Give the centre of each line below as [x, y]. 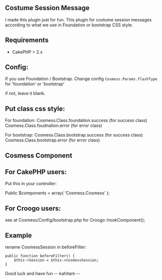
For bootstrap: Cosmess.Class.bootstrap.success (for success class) [74, 135]
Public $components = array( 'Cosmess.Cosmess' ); [57, 193]
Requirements [27, 40]
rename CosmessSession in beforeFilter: [46, 247]
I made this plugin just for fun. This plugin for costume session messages [78, 19]
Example [18, 235]
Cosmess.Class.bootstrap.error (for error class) [53, 140]
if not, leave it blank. [25, 93]
